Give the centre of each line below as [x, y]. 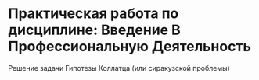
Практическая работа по [94, 14]
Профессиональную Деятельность [130, 47]
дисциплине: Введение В [95, 30]
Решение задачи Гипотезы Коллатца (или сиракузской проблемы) [119, 68]
